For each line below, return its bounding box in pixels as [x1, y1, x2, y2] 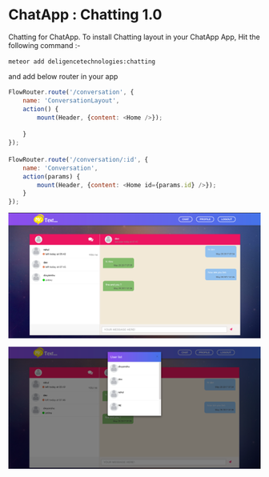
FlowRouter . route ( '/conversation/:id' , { [8, 155, 149, 163]
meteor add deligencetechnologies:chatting [8, 58, 156, 66]
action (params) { [22, 172, 81, 181]
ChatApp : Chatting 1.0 [8, 6, 163, 24]
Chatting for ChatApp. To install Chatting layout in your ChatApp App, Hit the [8, 32, 260, 42]
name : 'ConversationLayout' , [22, 96, 120, 105]
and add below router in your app [8, 71, 118, 81]
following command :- [8, 40, 81, 50]
